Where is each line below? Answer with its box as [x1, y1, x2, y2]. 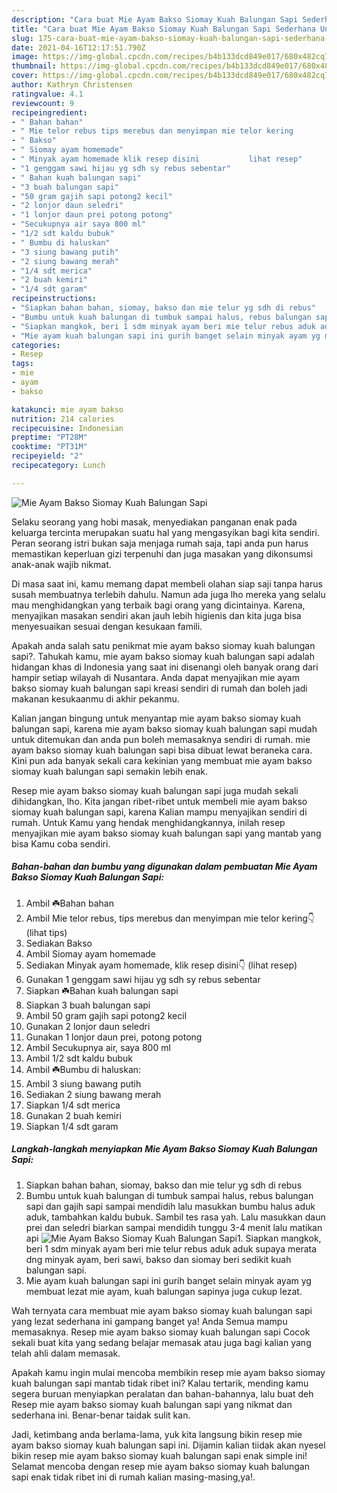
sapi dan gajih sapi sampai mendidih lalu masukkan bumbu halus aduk [25, 1200, 316, 1212]
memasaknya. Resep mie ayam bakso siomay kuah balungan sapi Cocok [11, 1326, 311, 1338]
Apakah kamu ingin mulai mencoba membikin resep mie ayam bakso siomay [11, 1366, 326, 1378]
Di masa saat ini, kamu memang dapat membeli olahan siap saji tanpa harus [11, 577, 323, 590]
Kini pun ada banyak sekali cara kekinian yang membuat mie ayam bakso [11, 754, 313, 766]
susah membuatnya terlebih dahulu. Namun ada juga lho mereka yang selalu [11, 588, 326, 600]
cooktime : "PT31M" [11, 442, 88, 452]
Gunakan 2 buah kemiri [25, 1109, 122, 1121]
